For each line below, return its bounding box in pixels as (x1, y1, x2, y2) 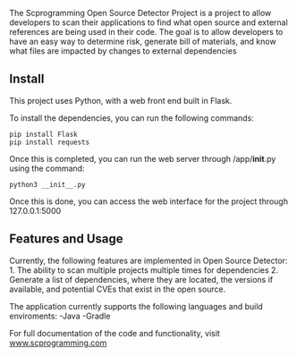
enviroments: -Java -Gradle (9, 310, 111, 321)
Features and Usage (9, 232, 123, 247)
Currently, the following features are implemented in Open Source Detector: (9, 255, 288, 266)
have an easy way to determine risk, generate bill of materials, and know (9, 36, 276, 47)
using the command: (9, 163, 85, 174)
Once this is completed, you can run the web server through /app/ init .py (9, 153, 276, 164)
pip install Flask (9, 130, 78, 139)
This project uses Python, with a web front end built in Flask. (9, 95, 233, 106)
